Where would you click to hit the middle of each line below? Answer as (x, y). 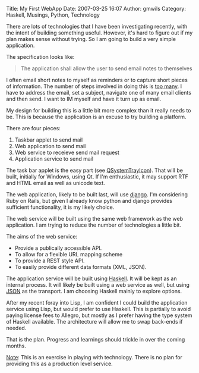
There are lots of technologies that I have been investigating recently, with (97, 26)
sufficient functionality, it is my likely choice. (60, 207)
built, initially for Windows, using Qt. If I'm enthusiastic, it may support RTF (97, 177)
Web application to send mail (50, 146)
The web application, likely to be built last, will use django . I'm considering (97, 195)
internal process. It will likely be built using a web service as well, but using (98, 285)
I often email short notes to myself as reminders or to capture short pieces (97, 80)
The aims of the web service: (42, 236)
